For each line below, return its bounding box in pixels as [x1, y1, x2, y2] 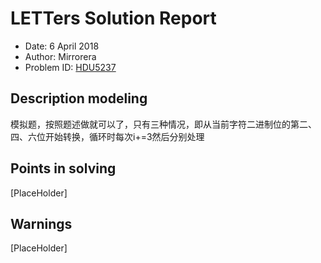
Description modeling [10, 90, 148, 107]
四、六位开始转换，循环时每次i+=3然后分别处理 [10, 130, 205, 142]
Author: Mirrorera [24, 50, 97, 62]
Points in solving [10, 160, 117, 177]
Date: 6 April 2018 [24, 40, 100, 52]
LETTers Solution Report [10, 7, 217, 30]
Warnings [10, 215, 73, 232]
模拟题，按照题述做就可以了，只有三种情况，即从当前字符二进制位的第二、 [10, 118, 317, 130]
